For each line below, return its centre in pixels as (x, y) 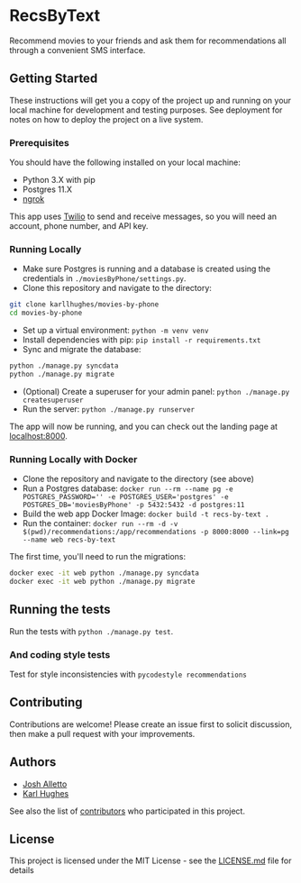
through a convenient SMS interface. (78, 50)
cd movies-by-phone (46, 313)
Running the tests (60, 610)
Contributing (46, 702)
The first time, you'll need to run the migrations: (98, 557)
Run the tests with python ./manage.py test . (91, 631)
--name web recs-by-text (69, 540)
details (22, 870)
